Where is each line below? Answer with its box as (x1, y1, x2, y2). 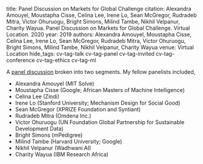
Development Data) (15, 125, 64, 132)
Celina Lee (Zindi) (15, 93, 59, 100)
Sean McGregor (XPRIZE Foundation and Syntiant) (15, 106, 141, 113)
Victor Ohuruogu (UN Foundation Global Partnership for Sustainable (15, 119, 185, 126)
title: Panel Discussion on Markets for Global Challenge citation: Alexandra (6, 5, 192, 12)
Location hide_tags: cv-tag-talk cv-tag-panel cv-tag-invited (6, 50, 155, 57)
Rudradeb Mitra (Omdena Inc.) (15, 112, 92, 119)
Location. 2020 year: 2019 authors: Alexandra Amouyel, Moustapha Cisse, (6, 31, 192, 38)
